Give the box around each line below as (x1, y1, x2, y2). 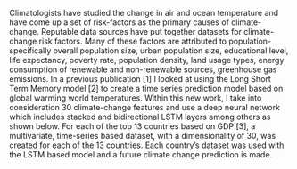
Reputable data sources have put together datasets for (41, 27, 243, 36)
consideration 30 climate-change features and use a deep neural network (9, 102, 281, 112)
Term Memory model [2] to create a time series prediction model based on (9, 84, 284, 93)
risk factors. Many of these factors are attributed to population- (38, 36, 272, 46)
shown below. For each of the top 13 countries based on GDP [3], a (9, 121, 256, 132)
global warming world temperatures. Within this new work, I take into (9, 93, 262, 103)
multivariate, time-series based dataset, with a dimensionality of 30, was (9, 131, 276, 141)
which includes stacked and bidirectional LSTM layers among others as (9, 111, 271, 122)
